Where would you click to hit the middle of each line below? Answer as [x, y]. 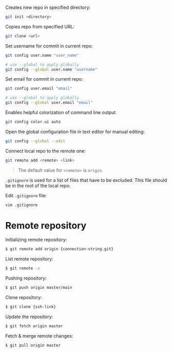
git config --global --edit [35, 141]
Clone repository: [24, 298]
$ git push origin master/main [39, 288]
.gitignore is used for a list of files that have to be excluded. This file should [86, 180]
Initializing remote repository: [36, 240]
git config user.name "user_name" [42, 55]
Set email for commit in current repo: [44, 79]
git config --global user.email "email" [49, 103]
